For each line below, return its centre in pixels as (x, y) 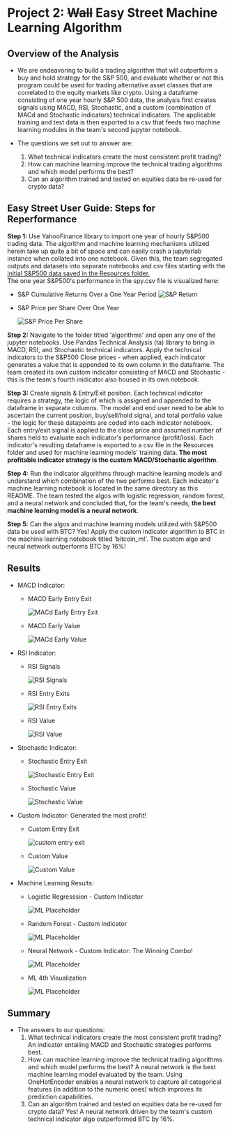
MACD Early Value (54, 625)
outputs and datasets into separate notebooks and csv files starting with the (116, 266)
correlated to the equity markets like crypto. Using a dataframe (108, 93)
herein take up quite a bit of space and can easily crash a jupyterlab (105, 251)
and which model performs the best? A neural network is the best (122, 1067)
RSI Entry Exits (49, 693)
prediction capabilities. (60, 1097)
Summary (29, 1014)
